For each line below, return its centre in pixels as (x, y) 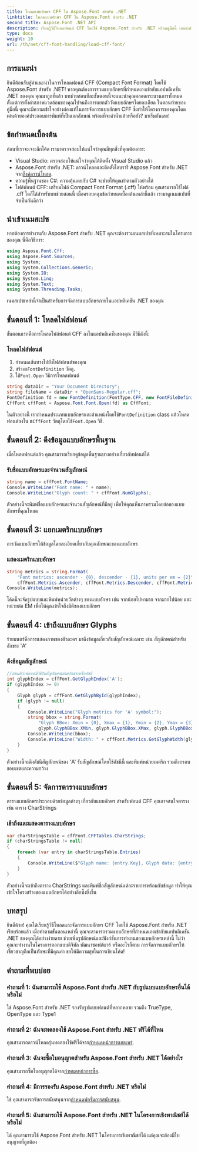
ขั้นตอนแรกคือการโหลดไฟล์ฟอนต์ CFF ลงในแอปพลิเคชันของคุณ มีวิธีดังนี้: (78, 334)
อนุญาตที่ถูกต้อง (22, 1142)
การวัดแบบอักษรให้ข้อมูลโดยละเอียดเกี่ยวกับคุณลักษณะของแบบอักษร (72, 544)
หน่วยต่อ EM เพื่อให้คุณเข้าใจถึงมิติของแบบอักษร (53, 606)
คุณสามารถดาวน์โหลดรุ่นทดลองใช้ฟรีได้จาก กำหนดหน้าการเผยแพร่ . (71, 1042)
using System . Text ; (31, 284)
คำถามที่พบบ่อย (28, 970)
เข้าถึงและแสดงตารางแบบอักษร (41, 824)
